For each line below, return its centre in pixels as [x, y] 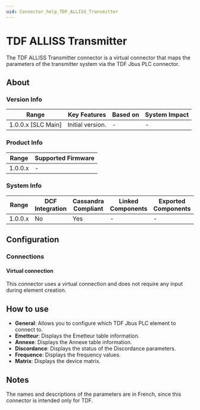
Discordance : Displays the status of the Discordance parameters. [95, 349]
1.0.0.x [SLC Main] [36, 125]
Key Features [87, 115]
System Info [24, 186]
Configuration [33, 240]
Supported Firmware [65, 158]
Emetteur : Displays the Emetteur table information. [77, 336]
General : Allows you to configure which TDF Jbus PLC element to [95, 323]
